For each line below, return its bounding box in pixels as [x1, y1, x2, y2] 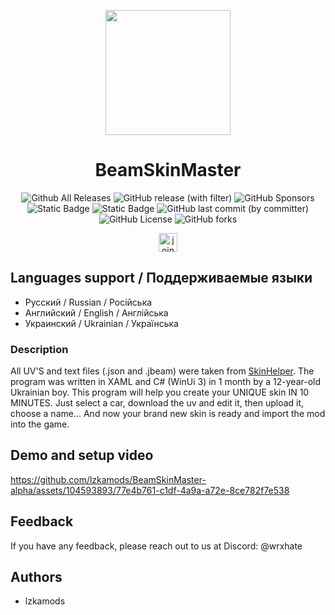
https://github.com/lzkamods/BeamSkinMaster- [10, 473, 207, 485]
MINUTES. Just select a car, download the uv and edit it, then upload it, [10, 397, 305, 409]
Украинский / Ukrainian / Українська [24, 317, 179, 329]
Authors [10, 569, 63, 586]
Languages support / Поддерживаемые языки [10, 270, 313, 287]
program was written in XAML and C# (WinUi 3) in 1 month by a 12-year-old [10, 376, 322, 388]
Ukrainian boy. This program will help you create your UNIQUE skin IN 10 [10, 386, 310, 399]
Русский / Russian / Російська [24, 296, 153, 308]
